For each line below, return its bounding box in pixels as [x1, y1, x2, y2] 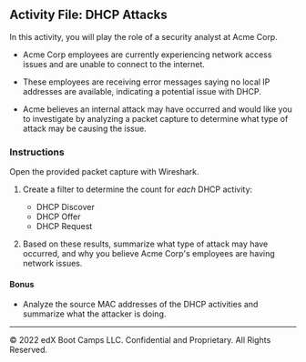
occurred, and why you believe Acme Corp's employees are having [22, 248, 275, 259]
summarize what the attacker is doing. [22, 308, 167, 319]
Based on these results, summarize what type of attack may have [22, 238, 269, 249]
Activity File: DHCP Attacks [9, 7, 168, 23]
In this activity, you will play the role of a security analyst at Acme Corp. [9, 31, 278, 42]
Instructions [9, 146, 66, 158]
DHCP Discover [36, 202, 96, 213]
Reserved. [9, 345, 48, 356]
